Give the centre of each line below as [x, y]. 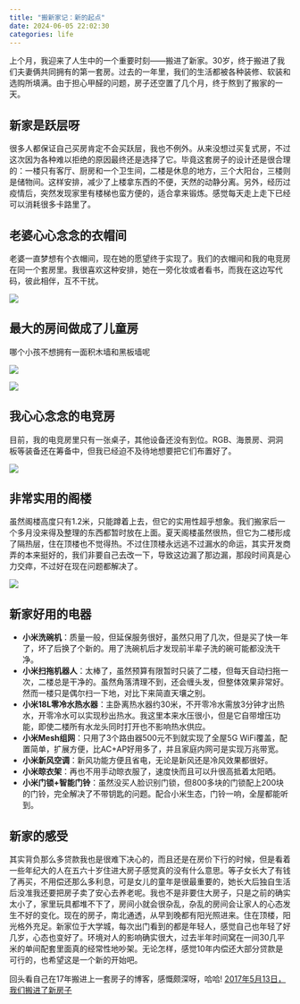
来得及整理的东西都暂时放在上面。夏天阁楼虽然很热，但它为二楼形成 [165, 532]
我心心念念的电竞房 [62, 417]
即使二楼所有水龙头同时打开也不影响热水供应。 [124, 727]
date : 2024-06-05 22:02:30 [59, 26]
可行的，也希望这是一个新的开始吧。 [76, 960]
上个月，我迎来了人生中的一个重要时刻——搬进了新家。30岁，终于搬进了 [143, 61]
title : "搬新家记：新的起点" [57, 17]
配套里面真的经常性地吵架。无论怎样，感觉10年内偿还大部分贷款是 [162, 949]
